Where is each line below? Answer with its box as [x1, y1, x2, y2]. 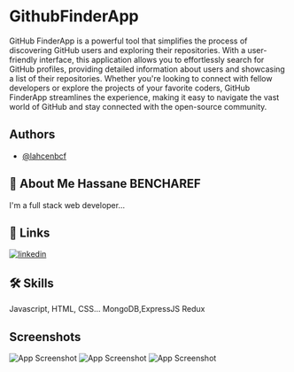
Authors [9, 127, 56, 143]
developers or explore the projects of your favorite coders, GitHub [9, 82, 251, 93]
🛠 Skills [9, 275, 55, 291]
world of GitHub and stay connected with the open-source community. [9, 101, 267, 112]
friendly [9, 54, 38, 65]
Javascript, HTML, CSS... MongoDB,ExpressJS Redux [9, 304, 205, 314]
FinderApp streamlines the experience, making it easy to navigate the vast [9, 91, 280, 103]
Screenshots [9, 329, 81, 345]
